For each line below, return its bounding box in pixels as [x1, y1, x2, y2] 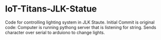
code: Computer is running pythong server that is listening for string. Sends [5, 24, 157, 30]
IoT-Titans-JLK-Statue [5, 3, 97, 14]
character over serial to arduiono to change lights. [5, 29, 106, 35]
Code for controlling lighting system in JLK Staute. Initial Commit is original [5, 19, 155, 25]
